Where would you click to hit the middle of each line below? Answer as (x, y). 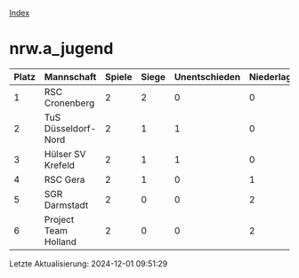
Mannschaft (70, 76)
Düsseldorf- (70, 128)
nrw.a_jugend (61, 49)
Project (59, 219)
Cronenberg (69, 103)
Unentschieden (207, 76)
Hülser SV (65, 154)
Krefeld (60, 165)
